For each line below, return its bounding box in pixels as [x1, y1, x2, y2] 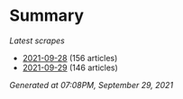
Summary [9, 5, 84, 26]
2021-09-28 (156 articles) [22, 52, 118, 63]
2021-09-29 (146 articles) [22, 62, 119, 73]
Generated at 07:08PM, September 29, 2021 [9, 79, 174, 90]
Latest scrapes [9, 35, 65, 46]
